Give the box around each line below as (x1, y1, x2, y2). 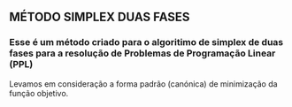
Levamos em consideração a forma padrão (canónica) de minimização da (9, 78, 278, 89)
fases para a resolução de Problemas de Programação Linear (9, 47, 276, 59)
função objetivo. (9, 88, 69, 98)
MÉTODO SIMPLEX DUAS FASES (9, 10, 190, 25)
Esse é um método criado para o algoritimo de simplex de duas (9, 36, 284, 49)
